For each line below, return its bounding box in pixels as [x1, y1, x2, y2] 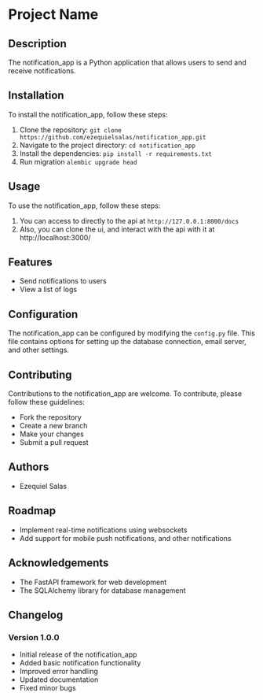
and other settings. [8, 345, 69, 355]
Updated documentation [19, 675, 99, 684]
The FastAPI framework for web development [19, 577, 167, 587]
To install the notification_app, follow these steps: [8, 109, 168, 119]
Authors [8, 461, 49, 474]
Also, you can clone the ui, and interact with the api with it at [19, 224, 215, 234]
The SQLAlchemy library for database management [19, 585, 186, 595]
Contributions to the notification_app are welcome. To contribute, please [8, 389, 242, 398]
